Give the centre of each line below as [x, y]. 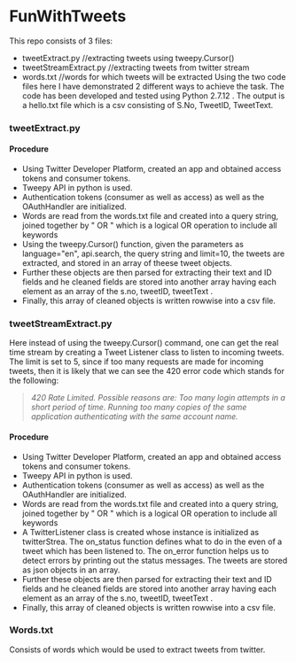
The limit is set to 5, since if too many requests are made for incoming [136, 362]
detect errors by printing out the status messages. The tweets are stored [155, 560]
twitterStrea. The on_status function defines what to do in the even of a [152, 541]
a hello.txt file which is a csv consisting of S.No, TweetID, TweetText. [148, 105]
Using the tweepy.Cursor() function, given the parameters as [132, 245]
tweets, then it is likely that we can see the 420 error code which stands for [147, 371]
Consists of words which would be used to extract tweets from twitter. [137, 650]
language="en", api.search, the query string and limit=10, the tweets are [153, 253]
